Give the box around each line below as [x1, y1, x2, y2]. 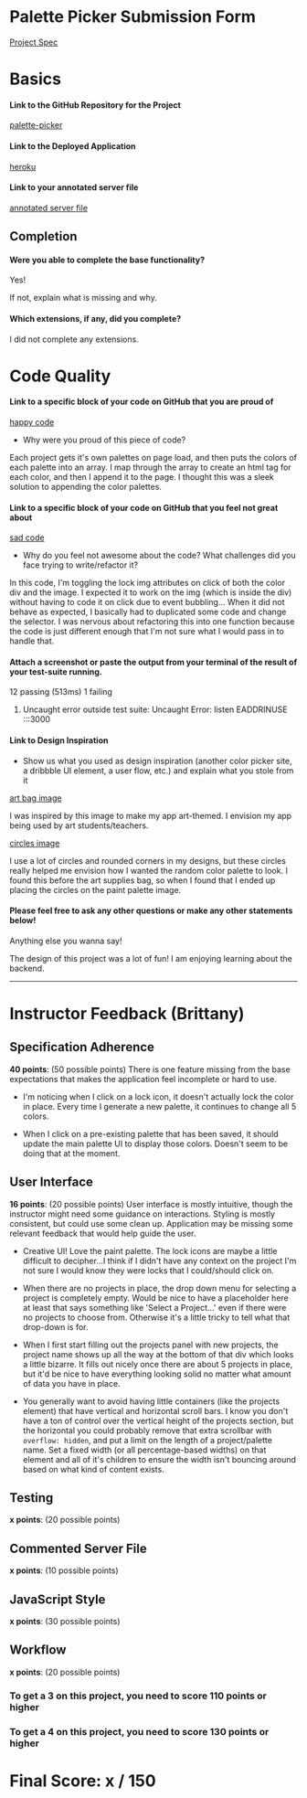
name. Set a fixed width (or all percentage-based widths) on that [22, 1444, 267, 1455]
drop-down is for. [22, 1321, 89, 1332]
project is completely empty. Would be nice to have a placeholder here [22, 1292, 290, 1303]
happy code [9, 416, 55, 427]
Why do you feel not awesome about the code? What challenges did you [22, 550, 296, 561]
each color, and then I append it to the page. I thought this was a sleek [9, 471, 274, 482]
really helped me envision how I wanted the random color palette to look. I [9, 865, 288, 876]
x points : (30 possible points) [9, 1615, 121, 1626]
